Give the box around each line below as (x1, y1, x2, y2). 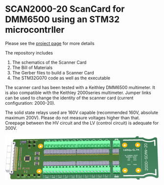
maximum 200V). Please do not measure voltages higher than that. (5, 115, 141, 120)
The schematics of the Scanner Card (12, 59, 87, 65)
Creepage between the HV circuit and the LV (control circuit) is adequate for (5, 120, 159, 126)
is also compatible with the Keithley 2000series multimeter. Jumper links (5, 90, 151, 95)
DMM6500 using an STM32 (5, 14, 120, 25)
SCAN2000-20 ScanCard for (5, 3, 125, 15)
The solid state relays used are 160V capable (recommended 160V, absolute (5, 109, 158, 116)
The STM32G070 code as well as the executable (12, 75, 111, 81)
